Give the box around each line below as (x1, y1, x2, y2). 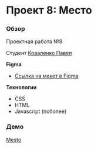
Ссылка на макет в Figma (14, 72, 79, 80)
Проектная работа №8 (6, 38, 63, 45)
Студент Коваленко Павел (6, 50, 72, 57)
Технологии (6, 84, 37, 91)
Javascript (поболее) (14, 108, 67, 115)
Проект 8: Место (6, 4, 92, 17)
